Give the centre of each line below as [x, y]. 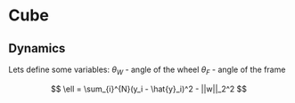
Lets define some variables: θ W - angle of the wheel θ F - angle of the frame [147, 70]
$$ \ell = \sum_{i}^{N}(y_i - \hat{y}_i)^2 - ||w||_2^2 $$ [149, 89]
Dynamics [37, 48]
